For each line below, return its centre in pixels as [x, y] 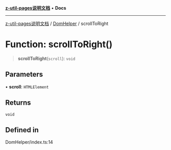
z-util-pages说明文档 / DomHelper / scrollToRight [57, 23]
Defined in [22, 130]
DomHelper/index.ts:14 [29, 142]
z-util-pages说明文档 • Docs [36, 8]
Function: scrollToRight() [59, 44]
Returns [18, 103]
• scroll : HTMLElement [27, 86]
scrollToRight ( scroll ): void [46, 58]
